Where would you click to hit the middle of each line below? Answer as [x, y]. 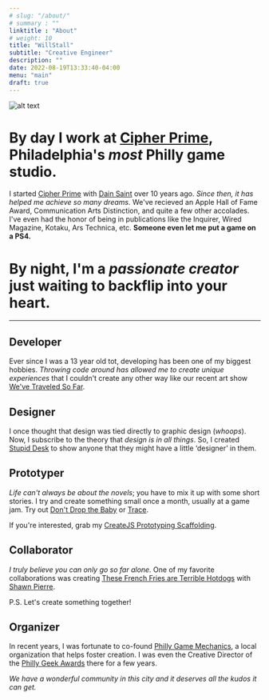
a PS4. [20, 236]
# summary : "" [34, 23]
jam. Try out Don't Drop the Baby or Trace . [79, 510]
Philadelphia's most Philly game [117, 155]
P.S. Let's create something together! [70, 602]
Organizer [35, 628]
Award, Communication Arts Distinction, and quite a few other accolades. [129, 211]
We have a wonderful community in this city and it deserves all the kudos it [133, 679]
